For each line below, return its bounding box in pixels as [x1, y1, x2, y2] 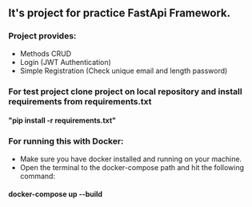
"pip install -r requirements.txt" [8, 116, 117, 125]
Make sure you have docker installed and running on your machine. [19, 154, 242, 164]
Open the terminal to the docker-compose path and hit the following [19, 162, 245, 172]
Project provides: [8, 30, 77, 42]
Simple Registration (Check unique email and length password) [19, 66, 228, 75]
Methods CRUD [19, 48, 72, 59]
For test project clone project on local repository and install [8, 86, 242, 97]
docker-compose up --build [8, 189, 102, 199]
